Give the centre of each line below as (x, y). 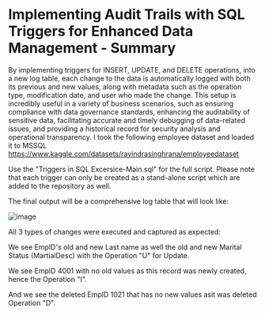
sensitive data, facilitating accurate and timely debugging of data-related (127, 120)
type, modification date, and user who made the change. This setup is (122, 95)
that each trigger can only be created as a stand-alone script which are (124, 177)
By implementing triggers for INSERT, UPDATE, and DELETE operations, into (132, 69)
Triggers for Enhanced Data (101, 31)
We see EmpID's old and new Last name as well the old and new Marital (125, 247)
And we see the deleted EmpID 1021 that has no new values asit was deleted (132, 294)
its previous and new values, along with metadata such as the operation (125, 86)
